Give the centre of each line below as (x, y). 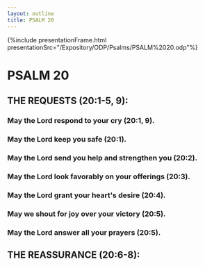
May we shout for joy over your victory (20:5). (87, 214)
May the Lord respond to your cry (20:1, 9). (81, 120)
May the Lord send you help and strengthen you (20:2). (102, 158)
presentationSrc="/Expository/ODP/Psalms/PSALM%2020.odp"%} (102, 47)
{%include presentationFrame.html (57, 40)
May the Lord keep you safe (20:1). (67, 139)
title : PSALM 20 (31, 20)
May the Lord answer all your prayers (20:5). (84, 232)
